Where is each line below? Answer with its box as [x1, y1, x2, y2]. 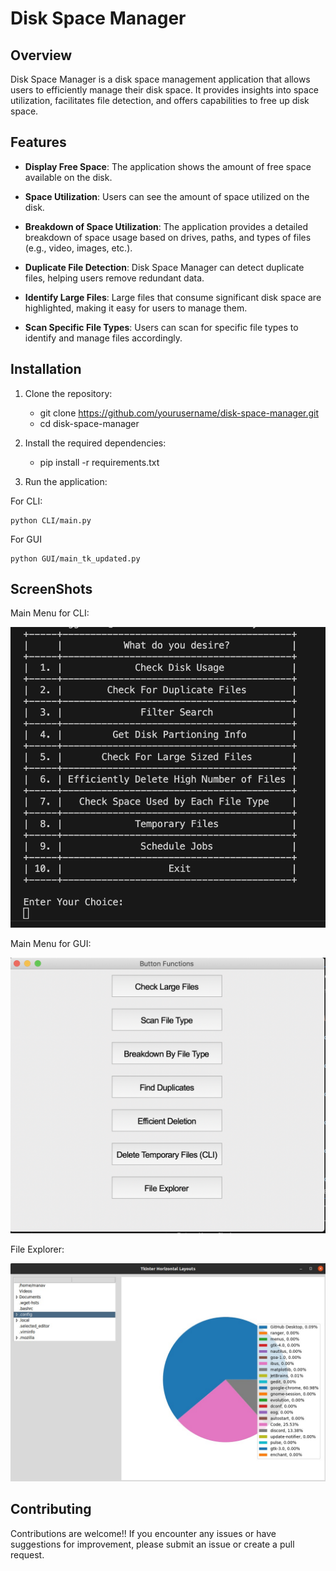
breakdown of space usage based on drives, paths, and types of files [24, 231, 312, 243]
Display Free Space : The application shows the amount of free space [24, 160, 312, 172]
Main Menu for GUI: [10, 938, 92, 950]
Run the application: [24, 475, 108, 487]
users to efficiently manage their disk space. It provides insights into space [10, 84, 320, 96]
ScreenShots [10, 581, 93, 598]
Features [10, 134, 67, 151]
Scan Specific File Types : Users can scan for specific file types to [24, 321, 299, 333]
